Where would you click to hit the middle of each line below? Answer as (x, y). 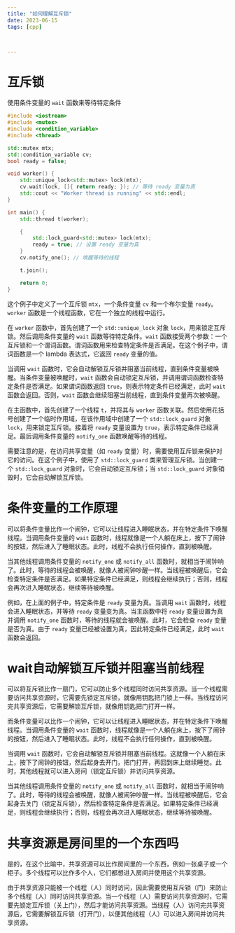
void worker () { (31, 174)
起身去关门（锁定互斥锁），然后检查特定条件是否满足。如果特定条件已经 (110, 803)
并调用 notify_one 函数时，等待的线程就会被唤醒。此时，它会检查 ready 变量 (117, 620)
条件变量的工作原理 (63, 508)
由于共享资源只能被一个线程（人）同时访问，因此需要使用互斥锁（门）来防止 (117, 887)
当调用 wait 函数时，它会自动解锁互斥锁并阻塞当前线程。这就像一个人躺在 (113, 754)
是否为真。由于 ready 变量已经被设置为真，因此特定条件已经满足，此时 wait (116, 628)
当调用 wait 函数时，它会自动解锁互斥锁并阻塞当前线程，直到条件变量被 (110, 368)
